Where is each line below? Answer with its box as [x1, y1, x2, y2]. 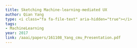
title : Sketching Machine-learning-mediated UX [5, 7, 108, 12]
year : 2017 [5, 30, 28, 35]
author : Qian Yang [5, 12, 44, 17]
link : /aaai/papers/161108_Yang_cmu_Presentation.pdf [5, 35, 121, 40]
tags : [5, 21, 17, 26]
